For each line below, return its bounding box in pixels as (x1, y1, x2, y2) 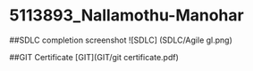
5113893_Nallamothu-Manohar (9, 5, 244, 26)
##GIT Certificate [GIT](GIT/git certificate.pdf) (9, 51, 179, 62)
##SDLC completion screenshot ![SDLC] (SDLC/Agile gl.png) (9, 35, 232, 45)
